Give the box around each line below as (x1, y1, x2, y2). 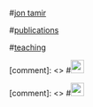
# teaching (9, 42, 47, 53)
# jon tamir (9, 8, 47, 18)
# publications (9, 25, 59, 35)
